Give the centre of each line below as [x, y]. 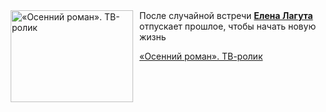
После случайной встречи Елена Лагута [226, 15]
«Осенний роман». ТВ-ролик [201, 56]
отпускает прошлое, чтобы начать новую [228, 26]
